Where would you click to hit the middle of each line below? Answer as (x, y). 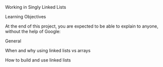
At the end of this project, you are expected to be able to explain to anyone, (82, 26)
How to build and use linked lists (38, 60)
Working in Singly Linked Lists (36, 7)
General (13, 41)
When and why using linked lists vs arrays (48, 50)
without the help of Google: (33, 31)
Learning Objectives (25, 17)
